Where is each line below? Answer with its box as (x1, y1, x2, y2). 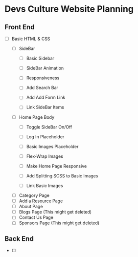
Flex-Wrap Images (26, 153, 63, 159)
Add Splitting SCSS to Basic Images (26, 172, 98, 179)
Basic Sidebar (26, 55, 55, 62)
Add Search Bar (26, 85, 58, 91)
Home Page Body (19, 114, 55, 120)
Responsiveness (26, 75, 60, 81)
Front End (4, 23, 35, 31)
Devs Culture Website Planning (4, 3, 134, 15)
